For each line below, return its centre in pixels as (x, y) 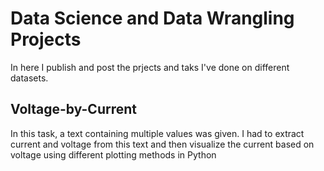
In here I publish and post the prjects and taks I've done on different (150, 67)
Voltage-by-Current (73, 109)
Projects (46, 39)
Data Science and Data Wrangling (152, 18)
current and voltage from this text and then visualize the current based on (162, 144)
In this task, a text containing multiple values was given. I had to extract (157, 133)
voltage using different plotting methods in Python (113, 154)
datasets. (29, 78)
